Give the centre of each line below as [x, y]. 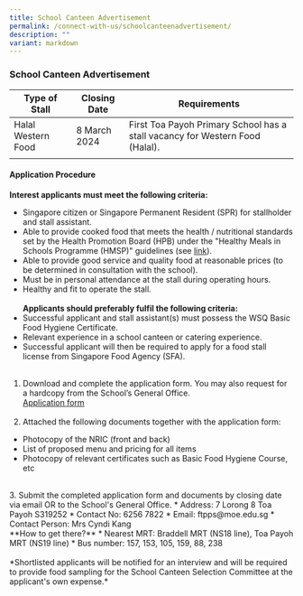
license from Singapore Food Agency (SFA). [104, 356]
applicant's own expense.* [59, 581]
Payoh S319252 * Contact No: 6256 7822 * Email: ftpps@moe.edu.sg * [142, 514]
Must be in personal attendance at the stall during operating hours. [147, 279]
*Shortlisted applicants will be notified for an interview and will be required [148, 562]
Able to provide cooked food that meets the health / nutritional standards [157, 231]
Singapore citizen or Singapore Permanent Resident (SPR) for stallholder [157, 212]
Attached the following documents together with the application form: [151, 422]
